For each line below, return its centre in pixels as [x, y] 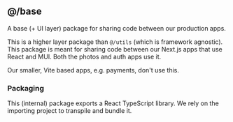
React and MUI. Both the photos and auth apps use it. [84, 56]
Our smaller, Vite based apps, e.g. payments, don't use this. [93, 70]
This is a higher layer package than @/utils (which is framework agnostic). [115, 42]
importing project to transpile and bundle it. [70, 111]
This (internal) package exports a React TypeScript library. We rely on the [113, 103]
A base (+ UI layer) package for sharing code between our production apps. [116, 28]
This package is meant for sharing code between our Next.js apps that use [115, 49]
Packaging [26, 88]
